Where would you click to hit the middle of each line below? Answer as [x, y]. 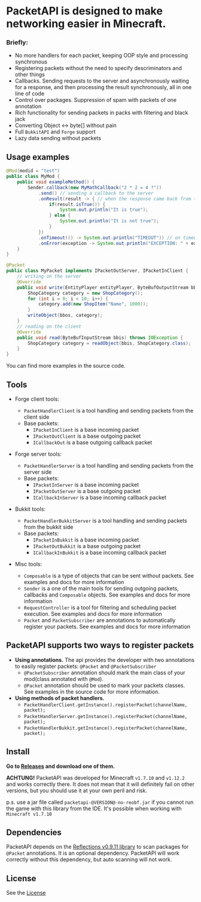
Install [18, 752]
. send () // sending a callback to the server [96, 193]
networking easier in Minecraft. [86, 24]
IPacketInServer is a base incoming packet [86, 485]
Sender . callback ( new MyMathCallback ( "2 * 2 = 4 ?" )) [95, 187]
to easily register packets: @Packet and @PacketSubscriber [86, 666]
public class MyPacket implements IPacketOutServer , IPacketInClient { [97, 271]
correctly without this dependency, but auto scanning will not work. [89, 859]
